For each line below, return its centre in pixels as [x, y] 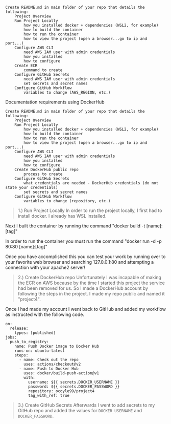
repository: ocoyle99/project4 [61, 391]
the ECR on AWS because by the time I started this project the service [91, 283]
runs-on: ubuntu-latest [40, 351]
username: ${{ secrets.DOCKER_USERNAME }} [74, 382]
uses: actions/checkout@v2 [52, 364]
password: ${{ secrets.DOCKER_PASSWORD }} [74, 387]
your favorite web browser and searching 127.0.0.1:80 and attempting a [80, 262]
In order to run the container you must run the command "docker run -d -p [83, 241]
